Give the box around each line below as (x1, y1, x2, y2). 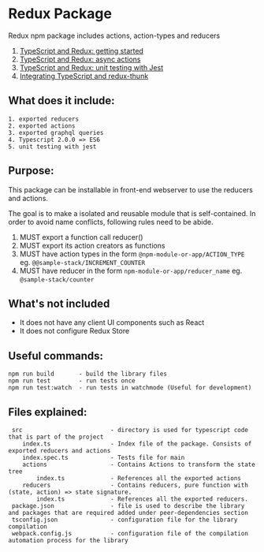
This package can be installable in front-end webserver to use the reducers (8, 185, 254, 194)
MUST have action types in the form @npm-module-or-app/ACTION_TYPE (19, 249, 245, 259)
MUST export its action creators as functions (19, 241, 165, 250)
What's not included (8, 297, 110, 310)
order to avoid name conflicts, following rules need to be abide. (8, 217, 214, 226)
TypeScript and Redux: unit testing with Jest (19, 62, 164, 72)
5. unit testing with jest (8, 143, 97, 151)
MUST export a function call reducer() (19, 232, 143, 241)
